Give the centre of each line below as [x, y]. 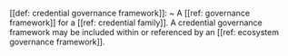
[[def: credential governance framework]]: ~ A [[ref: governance [130, 13]
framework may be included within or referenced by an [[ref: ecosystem [144, 32]
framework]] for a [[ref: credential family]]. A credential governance [136, 23]
